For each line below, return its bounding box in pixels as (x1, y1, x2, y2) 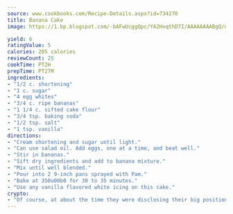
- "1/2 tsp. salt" (7, 119, 60, 126)
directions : (7, 132, 42, 139)
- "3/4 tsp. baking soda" (7, 113, 82, 120)
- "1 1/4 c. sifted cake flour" (7, 107, 101, 114)
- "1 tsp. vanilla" (7, 125, 64, 132)
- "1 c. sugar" (7, 87, 51, 94)
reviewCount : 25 (7, 55, 54, 62)
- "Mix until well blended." (7, 164, 92, 171)
